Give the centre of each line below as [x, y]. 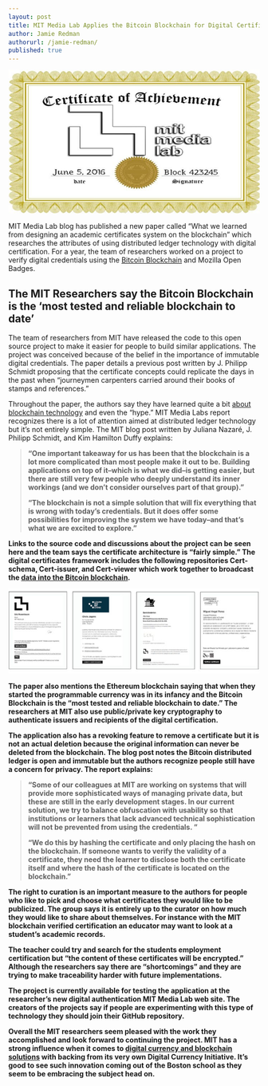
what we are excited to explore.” [82, 528]
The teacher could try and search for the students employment [115, 950]
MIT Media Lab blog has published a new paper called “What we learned [128, 226]
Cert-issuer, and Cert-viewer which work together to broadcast [146, 569]
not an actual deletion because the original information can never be [124, 744]
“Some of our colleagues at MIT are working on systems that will [137, 785]
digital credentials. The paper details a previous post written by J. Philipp [128, 363]
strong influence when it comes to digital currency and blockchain [120, 1048]
